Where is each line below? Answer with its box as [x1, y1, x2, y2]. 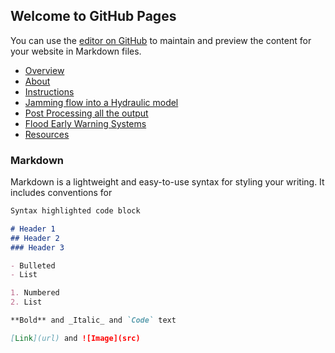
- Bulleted [10, 260, 56, 271]
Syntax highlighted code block [10, 206, 141, 216]
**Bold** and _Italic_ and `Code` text [10, 315, 177, 326]
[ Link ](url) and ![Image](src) [10, 333, 141, 343]
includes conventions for [10, 187, 113, 199]
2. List [10, 297, 43, 308]
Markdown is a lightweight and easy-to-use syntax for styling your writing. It [10, 176, 325, 188]
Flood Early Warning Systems [24, 117, 147, 129]
